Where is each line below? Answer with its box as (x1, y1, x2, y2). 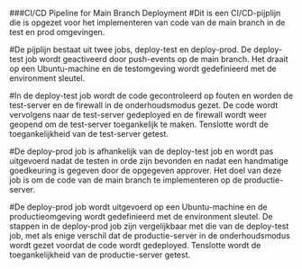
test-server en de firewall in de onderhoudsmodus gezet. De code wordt (9, 100, 279, 111)
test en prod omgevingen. (9, 27, 105, 37)
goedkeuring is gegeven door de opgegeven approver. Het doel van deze (9, 166, 282, 175)
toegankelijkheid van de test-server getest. (9, 129, 169, 139)
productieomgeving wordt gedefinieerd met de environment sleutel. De (9, 211, 273, 221)
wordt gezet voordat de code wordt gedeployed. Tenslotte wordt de (9, 240, 261, 250)
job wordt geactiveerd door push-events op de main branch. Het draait (25, 54, 288, 64)
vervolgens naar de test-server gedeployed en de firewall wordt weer (9, 110, 268, 120)
